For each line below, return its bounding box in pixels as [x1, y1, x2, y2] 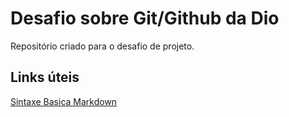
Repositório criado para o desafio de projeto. [10, 40, 195, 52]
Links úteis [10, 69, 80, 86]
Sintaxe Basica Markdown [10, 95, 118, 107]
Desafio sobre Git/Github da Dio [10, 7, 280, 30]
